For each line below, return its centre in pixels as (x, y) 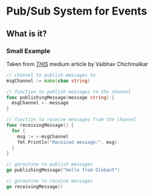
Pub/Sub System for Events (77, 11)
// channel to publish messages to (51, 75)
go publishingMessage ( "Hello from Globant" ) (63, 170)
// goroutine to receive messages (50, 181)
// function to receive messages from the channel (71, 120)
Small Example (28, 51)
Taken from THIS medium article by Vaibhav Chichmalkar (77, 64)
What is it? (27, 34)
